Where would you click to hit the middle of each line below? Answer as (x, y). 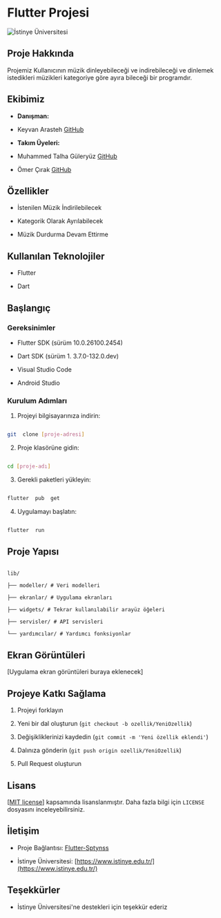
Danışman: (33, 116)
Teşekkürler (34, 890)
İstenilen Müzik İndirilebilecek (59, 208)
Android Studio (38, 383)
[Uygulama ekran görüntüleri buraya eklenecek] (75, 672)
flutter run (26, 530)
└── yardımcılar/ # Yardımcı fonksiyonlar (69, 634)
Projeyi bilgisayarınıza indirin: (59, 416)
